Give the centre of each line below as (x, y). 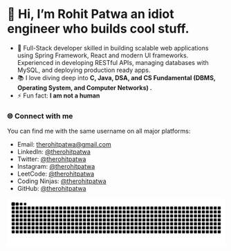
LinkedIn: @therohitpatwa (54, 152)
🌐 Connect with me (40, 115)
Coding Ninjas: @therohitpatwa (62, 181)
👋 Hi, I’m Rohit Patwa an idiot (91, 14)
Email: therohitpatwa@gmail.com (64, 145)
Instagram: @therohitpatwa (56, 167)
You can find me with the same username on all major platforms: (99, 131)
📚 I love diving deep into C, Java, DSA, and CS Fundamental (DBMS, (116, 77)
